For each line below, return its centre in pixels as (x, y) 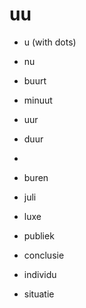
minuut (38, 100)
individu (40, 274)
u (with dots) (50, 42)
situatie (39, 294)
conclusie (44, 255)
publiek (39, 235)
